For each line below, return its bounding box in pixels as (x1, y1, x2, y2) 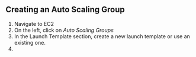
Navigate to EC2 (14, 20, 54, 27)
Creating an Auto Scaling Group (5, 5, 125, 15)
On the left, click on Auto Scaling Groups (14, 26, 114, 33)
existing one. (14, 39, 46, 46)
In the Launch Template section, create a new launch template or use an (14, 32, 191, 40)
